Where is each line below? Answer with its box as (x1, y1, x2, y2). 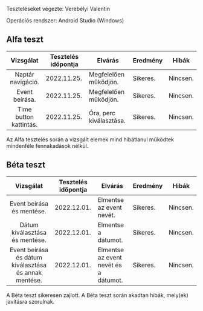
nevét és (97, 261, 122, 269)
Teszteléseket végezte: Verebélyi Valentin (6, 5, 111, 12)
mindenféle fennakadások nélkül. (6, 142, 89, 149)
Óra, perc (88, 109, 116, 117)
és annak (16, 268, 42, 276)
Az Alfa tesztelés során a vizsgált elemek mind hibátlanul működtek (6, 136, 174, 143)
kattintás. (11, 120, 38, 129)
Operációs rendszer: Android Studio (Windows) (6, 17, 124, 24)
